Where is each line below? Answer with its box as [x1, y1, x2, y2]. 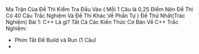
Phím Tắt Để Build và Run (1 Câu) [14, 37, 97, 43]
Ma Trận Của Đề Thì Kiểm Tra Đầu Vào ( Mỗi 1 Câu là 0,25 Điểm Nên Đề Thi [5, 6, 194, 13]
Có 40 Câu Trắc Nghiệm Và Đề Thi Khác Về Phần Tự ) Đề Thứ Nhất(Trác [5, 12, 186, 19]
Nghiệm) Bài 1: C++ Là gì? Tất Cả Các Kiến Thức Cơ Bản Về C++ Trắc [5, 19, 179, 25]
